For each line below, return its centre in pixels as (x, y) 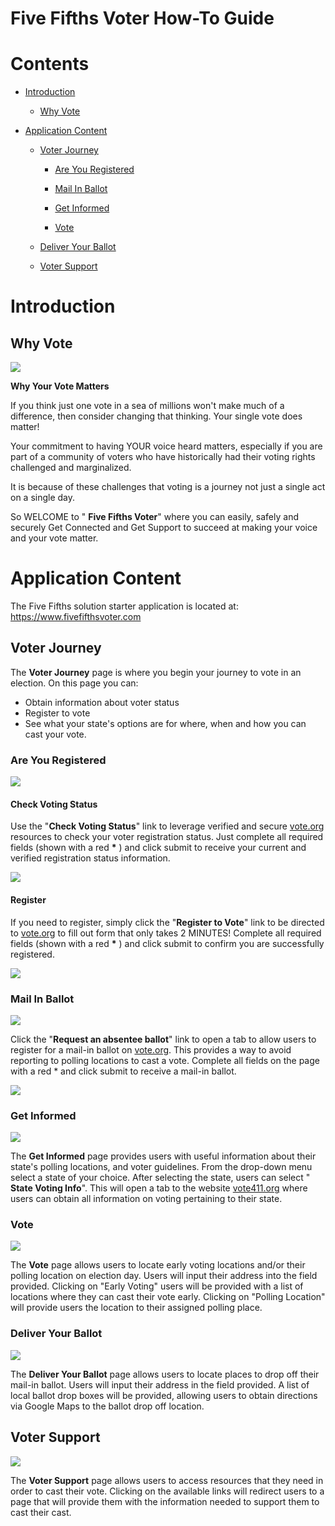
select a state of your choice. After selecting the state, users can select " (160, 1178)
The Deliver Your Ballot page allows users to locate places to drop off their (165, 1374)
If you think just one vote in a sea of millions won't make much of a (147, 406)
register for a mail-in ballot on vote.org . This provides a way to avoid (151, 1049)
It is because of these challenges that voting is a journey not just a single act (168, 487)
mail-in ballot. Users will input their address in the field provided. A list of (160, 1384)
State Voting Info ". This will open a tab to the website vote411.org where (159, 1188)
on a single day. (43, 498)
